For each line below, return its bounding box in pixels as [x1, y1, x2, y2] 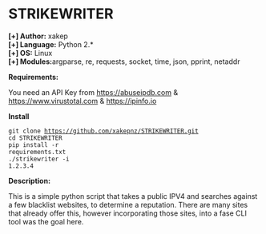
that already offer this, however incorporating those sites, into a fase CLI [8, 208, 247, 218]
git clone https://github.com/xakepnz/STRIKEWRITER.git [8, 127, 199, 135]
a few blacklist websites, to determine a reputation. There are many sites [8, 200, 248, 209]
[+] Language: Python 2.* [8, 39, 94, 49]
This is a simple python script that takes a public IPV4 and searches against [8, 191, 258, 200]
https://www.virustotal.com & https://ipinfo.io [8, 96, 157, 105]
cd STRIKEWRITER [8, 133, 62, 142]
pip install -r [8, 141, 59, 149]
